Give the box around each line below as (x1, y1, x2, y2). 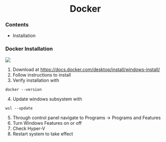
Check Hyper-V (12, 125, 46, 131)
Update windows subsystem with (12, 96, 82, 102)
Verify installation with (12, 77, 59, 83)
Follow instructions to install (12, 72, 71, 78)
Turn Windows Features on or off (12, 120, 82, 126)
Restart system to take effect (12, 130, 74, 137)
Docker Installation (5, 45, 53, 52)
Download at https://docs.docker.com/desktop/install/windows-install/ (12, 66, 160, 73)
